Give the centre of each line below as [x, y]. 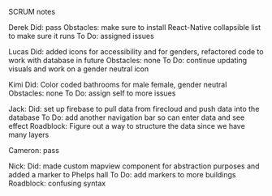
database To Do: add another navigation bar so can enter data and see [127, 117]
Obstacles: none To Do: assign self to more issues [92, 93]
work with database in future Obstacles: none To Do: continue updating [128, 60]
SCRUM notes [32, 12]
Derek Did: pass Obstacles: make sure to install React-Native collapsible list [135, 27]
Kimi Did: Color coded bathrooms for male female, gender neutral [118, 85]
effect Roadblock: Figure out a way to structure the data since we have [127, 126]
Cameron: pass [34, 150]
